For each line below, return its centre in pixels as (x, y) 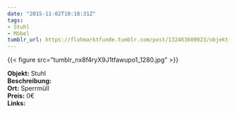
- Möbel (19, 33)
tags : (15, 20)
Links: (17, 103)
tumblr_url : (25, 40)
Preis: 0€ (21, 96)
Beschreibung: (29, 81)
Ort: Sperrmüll (28, 88)
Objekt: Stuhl (27, 74)
